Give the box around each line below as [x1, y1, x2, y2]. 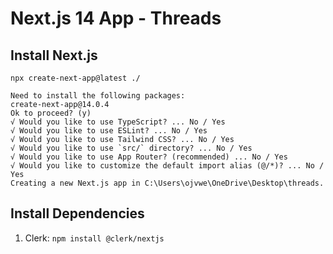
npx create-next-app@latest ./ [10, 73, 141, 83]
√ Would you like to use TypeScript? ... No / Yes [10, 117, 226, 127]
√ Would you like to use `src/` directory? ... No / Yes [10, 143, 253, 153]
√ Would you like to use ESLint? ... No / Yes [10, 126, 208, 136]
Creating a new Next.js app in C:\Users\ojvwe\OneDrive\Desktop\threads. [10, 178, 325, 188]
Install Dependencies [10, 205, 145, 222]
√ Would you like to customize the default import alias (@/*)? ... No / [10, 161, 325, 171]
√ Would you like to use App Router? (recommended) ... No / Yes [10, 152, 288, 162]
